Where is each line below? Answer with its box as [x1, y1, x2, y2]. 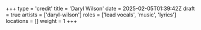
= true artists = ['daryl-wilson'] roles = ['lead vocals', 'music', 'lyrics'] [5, 11, 177, 18]
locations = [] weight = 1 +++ [5, 18, 78, 24]
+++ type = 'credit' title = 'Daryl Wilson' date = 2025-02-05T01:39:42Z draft [5, 5, 195, 12]
